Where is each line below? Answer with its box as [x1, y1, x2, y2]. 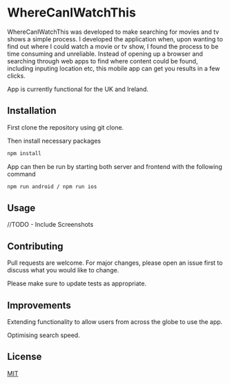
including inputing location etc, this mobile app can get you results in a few [7, 64, 220, 72]
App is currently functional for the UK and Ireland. [7, 85, 148, 93]
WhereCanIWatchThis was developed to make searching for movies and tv [7, 28, 220, 36]
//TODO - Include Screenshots [7, 221, 94, 229]
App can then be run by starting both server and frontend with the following [7, 162, 222, 170]
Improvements [7, 299, 71, 311]
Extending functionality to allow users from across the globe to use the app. [7, 317, 223, 325]
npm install [7, 150, 41, 156]
